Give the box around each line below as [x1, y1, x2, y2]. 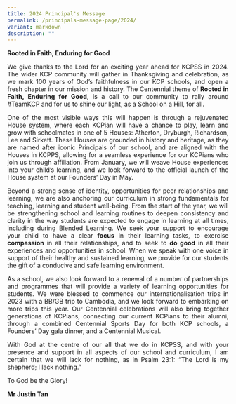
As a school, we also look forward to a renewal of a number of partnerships [7, 275, 229, 283]
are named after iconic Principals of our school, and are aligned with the [7, 143, 229, 151]
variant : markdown [7, 23, 61, 30]
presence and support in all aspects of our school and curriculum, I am [7, 348, 229, 356]
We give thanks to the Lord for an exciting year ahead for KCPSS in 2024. [7, 62, 229, 71]
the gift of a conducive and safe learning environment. [7, 261, 164, 270]
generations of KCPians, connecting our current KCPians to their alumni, [7, 312, 229, 321]
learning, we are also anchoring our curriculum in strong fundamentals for [7, 194, 229, 203]
